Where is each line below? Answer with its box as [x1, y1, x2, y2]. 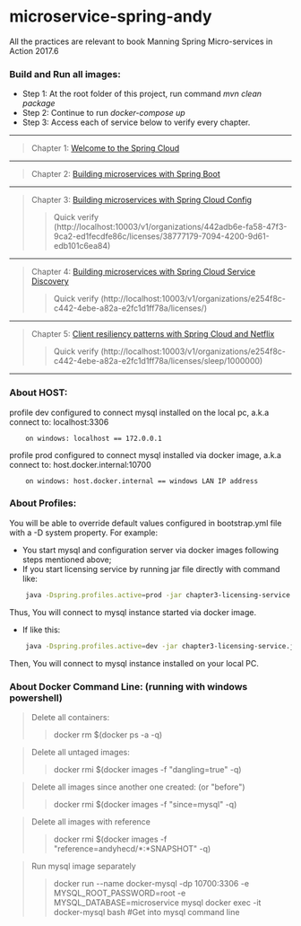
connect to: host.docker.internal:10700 [9, 459, 151, 470]
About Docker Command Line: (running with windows [9, 680, 248, 692]
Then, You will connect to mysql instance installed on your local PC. [9, 657, 260, 668]
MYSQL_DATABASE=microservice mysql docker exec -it [53, 896, 262, 908]
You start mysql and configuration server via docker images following [21, 544, 279, 555]
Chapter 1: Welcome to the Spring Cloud [30, 143, 180, 154]
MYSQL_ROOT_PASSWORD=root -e [53, 887, 186, 898]
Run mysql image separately [30, 860, 136, 871]
